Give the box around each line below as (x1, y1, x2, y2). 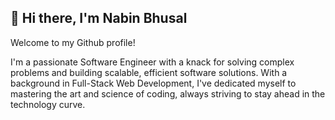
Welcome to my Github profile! (10, 36, 136, 48)
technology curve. (10, 98, 86, 110)
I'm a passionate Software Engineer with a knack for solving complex (10, 56, 295, 68)
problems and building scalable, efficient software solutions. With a (10, 66, 288, 78)
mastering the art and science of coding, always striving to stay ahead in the (10, 87, 326, 100)
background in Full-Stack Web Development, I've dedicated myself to (10, 77, 297, 89)
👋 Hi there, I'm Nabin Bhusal (10, 10, 188, 27)
